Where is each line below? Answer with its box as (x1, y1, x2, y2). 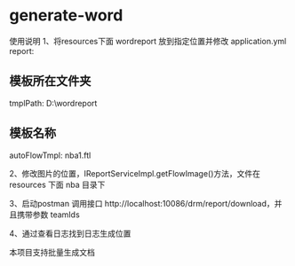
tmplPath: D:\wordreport (9, 98, 98, 108)
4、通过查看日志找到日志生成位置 (9, 228, 132, 239)
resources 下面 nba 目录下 (9, 179, 106, 190)
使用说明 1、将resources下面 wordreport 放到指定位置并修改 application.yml (9, 35, 287, 46)
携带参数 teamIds (16, 209, 80, 220)
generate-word (9, 5, 124, 26)
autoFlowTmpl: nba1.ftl (9, 150, 92, 160)
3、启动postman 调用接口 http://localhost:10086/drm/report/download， (9, 198, 275, 208)
